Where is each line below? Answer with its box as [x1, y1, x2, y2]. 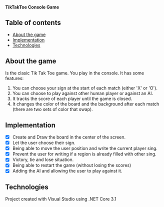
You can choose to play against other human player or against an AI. [12, 90, 153, 96]
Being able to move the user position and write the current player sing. [12, 145, 157, 151]
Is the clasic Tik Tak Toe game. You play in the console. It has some [5, 70, 144, 76]
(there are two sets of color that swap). [12, 106, 93, 112]
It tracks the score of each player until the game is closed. [12, 95, 132, 102]
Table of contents [5, 18, 61, 27]
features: [5, 75, 24, 81]
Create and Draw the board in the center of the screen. [12, 134, 126, 140]
